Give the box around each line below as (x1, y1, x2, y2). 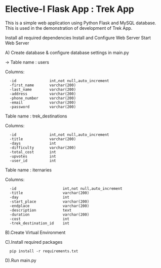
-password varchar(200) (9, 104, 77, 109)
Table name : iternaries (5, 167, 52, 173)
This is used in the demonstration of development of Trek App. (5, 25, 132, 31)
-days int (9, 141, 56, 146)
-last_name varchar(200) (9, 87, 77, 92)
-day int (9, 195, 70, 200)
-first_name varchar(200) (9, 83, 77, 88)
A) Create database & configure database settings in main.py (5, 50, 129, 55)
